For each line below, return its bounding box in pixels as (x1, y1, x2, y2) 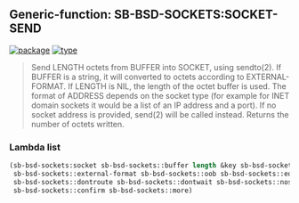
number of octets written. (30, 118, 125, 129)
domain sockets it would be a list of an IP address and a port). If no (30, 100, 277, 110)
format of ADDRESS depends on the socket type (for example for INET (30, 90, 290, 101)
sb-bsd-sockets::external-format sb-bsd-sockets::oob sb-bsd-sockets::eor (12, 169, 296, 178)
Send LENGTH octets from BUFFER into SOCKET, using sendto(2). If (30, 61, 282, 72)
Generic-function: (9, 7, 112, 22)
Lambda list (9, 141, 61, 153)
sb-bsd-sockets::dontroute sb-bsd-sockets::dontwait (12, 177, 214, 186)
